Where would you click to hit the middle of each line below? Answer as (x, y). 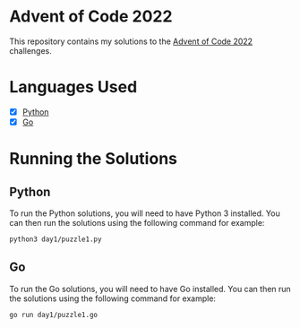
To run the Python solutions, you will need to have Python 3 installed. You (145, 213)
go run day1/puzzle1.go (54, 315)
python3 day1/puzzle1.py (56, 239)
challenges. (30, 50)
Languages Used (73, 87)
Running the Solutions (93, 159)
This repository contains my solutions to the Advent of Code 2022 (131, 41)
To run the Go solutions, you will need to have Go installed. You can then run (150, 289)
